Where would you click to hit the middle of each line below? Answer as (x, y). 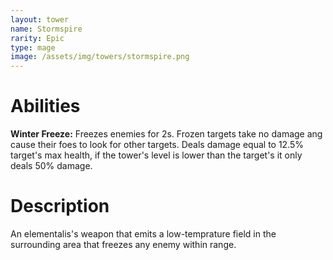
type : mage (33, 47)
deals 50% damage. (51, 166)
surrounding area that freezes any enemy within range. (123, 244)
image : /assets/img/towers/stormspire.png (100, 57)
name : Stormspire (46, 29)
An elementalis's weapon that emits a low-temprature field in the (143, 234)
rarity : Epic (37, 38)
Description (60, 206)
